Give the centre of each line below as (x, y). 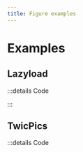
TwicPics (28, 126)
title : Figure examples (42, 14)
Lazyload (28, 74)
